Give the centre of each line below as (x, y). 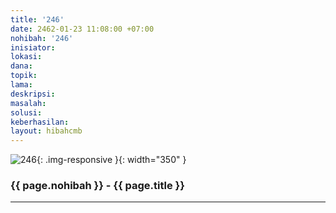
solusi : (26, 112)
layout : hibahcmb (46, 131)
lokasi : (26, 57)
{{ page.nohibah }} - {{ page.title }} (97, 186)
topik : (24, 76)
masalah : (28, 103)
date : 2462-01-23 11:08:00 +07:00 (82, 29)
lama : (21, 85)
